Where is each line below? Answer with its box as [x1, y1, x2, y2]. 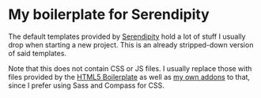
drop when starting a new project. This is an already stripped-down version [8, 40, 254, 49]
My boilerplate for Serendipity [8, 6, 210, 24]
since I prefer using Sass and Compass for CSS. [8, 81, 165, 90]
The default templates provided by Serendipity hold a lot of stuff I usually [8, 32, 246, 41]
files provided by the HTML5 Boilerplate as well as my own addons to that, [8, 72, 251, 81]
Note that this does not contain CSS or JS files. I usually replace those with [8, 63, 252, 73]
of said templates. [8, 48, 67, 58]
